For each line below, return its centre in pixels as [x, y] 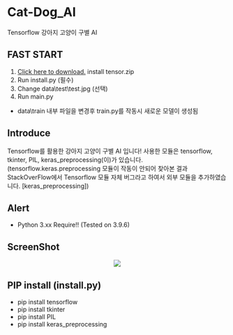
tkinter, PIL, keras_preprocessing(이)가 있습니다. [75, 159]
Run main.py [35, 96]
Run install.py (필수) [45, 80]
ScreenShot [33, 247]
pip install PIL [37, 317]
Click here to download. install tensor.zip [76, 71]
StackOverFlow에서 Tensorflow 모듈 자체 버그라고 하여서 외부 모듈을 [102, 177]
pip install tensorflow [47, 302]
